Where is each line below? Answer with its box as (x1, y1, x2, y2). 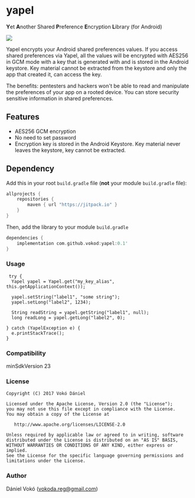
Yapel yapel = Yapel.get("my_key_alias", (11, 279, 115, 284)
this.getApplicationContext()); (6, 283, 86, 290)
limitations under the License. (6, 458, 86, 464)
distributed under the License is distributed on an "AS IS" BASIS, (6, 437, 178, 444)
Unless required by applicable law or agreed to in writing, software (6, 432, 184, 438)
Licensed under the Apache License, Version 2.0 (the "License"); (6, 401, 173, 407)
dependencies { (6, 235, 44, 241)
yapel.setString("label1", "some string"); (11, 294, 120, 300)
